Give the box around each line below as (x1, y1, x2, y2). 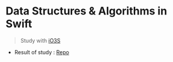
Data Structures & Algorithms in (5, 4, 168, 18)
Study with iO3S (20, 37, 61, 44)
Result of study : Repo (14, 48, 70, 55)
